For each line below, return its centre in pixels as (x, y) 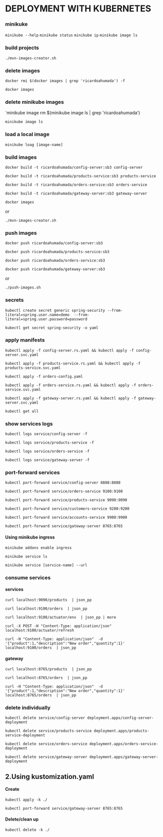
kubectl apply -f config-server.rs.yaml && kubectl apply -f (70, 350)
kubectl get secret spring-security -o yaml (52, 328)
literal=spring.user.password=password (46, 319)
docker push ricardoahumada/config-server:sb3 (54, 243)
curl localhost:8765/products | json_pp (49, 669)
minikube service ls (27, 557)
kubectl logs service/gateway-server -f (48, 460)
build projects (22, 48)
